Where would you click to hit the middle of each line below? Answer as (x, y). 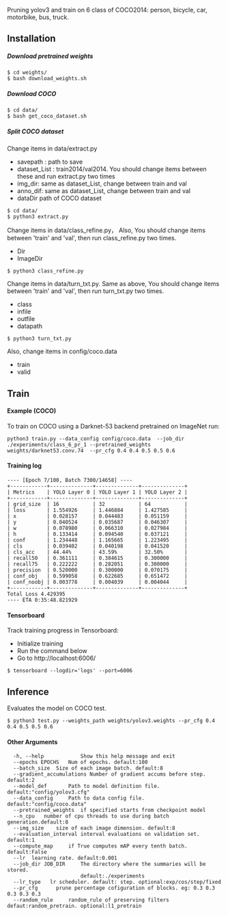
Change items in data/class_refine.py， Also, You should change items (106, 230)
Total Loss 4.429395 (37, 594)
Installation (31, 39)
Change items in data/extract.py (52, 149)
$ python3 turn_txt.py (39, 339)
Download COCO (32, 93)
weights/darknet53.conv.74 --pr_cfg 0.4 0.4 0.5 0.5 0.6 (91, 450)
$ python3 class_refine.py (45, 271)
